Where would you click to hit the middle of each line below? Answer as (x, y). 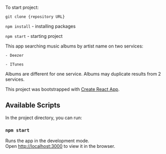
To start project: (22, 7)
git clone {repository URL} (35, 17)
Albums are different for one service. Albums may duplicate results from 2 (83, 74)
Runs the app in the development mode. (47, 141)
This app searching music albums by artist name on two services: (74, 46)
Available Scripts (33, 105)
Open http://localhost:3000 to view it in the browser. (60, 146)
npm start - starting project (34, 36)
